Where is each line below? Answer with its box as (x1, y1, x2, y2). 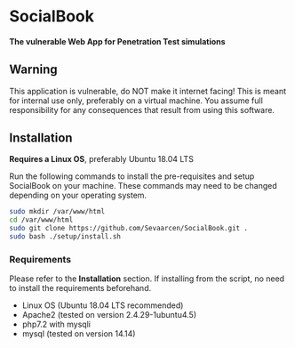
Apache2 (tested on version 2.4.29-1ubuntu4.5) (21, 310, 197, 320)
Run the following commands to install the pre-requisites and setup (9, 171, 255, 182)
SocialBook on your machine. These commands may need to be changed (9, 181, 277, 191)
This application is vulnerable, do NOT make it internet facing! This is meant (9, 85, 287, 96)
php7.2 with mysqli (21, 319, 92, 330)
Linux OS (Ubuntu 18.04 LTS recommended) (21, 300, 184, 311)
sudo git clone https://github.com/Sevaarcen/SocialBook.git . (9, 224, 249, 233)
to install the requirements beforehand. (9, 283, 152, 294)
